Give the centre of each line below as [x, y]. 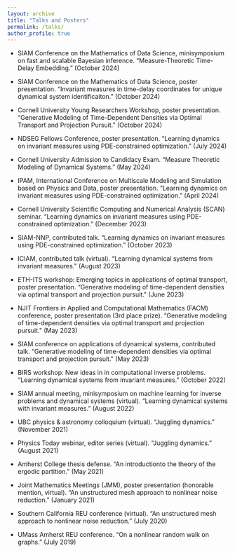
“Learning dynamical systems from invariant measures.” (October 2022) [121, 380]
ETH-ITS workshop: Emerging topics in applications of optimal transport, [122, 280]
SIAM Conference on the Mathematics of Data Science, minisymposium [121, 53]
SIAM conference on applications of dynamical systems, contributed [116, 344]
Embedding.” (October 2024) [78, 68]
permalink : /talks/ [36, 27]
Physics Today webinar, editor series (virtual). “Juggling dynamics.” [115, 443]
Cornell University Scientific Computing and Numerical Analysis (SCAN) [121, 209]
